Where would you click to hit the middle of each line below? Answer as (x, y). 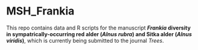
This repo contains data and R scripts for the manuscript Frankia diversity (98, 28)
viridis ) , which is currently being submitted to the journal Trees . (85, 40)
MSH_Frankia (40, 11)
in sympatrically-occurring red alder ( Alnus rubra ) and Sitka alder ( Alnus (99, 34)
